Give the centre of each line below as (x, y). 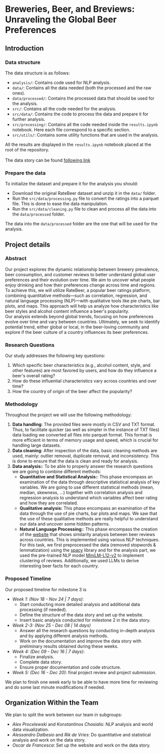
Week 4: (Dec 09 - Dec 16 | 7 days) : (48, 651)
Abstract (16, 258)
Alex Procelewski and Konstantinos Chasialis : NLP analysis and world (82, 724)
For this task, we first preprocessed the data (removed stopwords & (88, 545)
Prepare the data (25, 173)
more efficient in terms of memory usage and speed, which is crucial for (85, 440)
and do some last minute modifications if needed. (55, 687)
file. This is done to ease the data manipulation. (60, 204)
